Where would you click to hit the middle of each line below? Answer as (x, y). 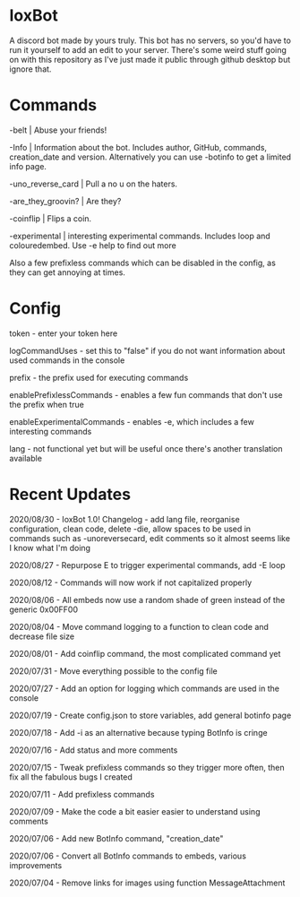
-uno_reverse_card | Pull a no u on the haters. (93, 184)
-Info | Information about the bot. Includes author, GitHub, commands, (138, 147)
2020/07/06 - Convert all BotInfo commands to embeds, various (128, 856)
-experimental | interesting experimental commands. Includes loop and (140, 236)
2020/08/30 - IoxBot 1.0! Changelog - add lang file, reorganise (124, 519)
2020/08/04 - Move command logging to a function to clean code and (139, 626)
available (26, 458)
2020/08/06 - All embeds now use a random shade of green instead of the (147, 599)
